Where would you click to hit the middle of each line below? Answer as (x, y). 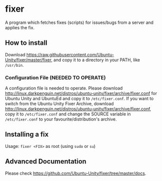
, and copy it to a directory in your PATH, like (95, 60)
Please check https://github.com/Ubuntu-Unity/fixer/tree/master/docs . (76, 173)
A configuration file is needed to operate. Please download (64, 88)
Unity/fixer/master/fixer (28, 60)
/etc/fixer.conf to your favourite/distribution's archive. (61, 119)
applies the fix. (20, 27)
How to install (26, 43)
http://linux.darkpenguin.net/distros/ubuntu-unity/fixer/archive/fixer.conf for (81, 93)
